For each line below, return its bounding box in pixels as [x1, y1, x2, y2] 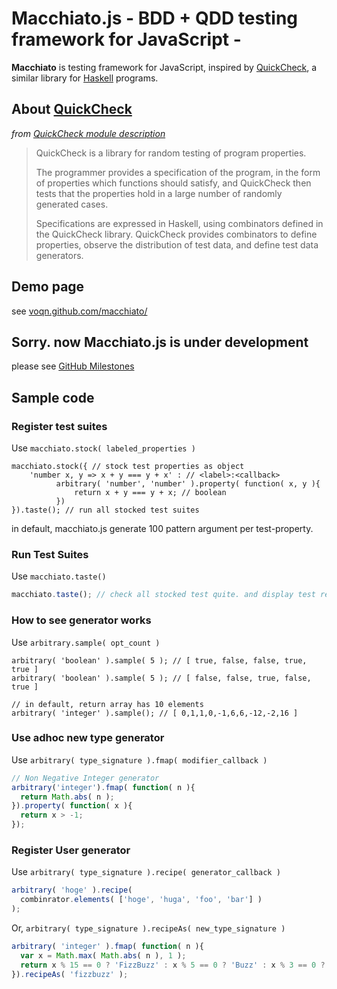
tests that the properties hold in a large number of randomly [35, 187, 283, 199]
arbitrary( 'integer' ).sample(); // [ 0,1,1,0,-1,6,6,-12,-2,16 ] [11, 708, 299, 718]
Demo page [11, 278, 85, 296]
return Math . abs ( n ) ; [20, 792, 115, 802]
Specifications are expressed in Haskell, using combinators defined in [35, 217, 324, 229]
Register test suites [11, 419, 108, 433]
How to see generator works [11, 613, 152, 627]
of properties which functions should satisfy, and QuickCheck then [35, 177, 312, 189]
